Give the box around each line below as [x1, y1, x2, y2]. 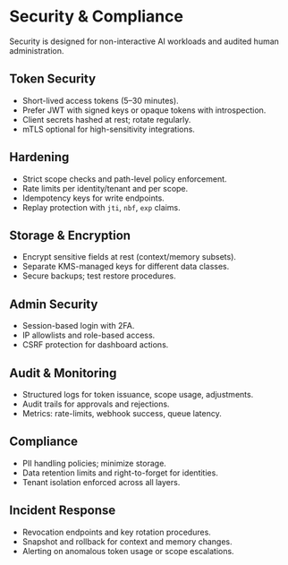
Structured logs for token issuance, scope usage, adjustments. [21, 390, 254, 399]
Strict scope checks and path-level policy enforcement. [21, 173, 227, 184]
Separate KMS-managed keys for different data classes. [21, 261, 230, 272]
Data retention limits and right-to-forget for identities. [21, 467, 219, 478]
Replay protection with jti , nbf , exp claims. [21, 201, 181, 212]
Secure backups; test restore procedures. [21, 270, 176, 281]
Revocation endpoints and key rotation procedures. [21, 526, 212, 537]
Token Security [9, 72, 97, 87]
